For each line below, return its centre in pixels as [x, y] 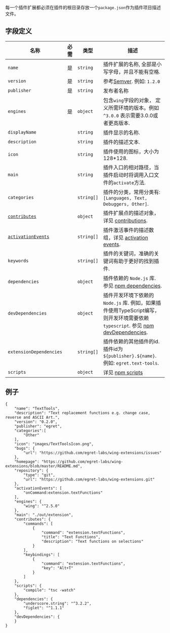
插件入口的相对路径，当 [131, 167]
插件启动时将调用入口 [129, 175]
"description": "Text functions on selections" [92, 541]
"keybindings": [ [41, 555]
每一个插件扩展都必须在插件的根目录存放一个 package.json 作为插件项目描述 [83, 7]
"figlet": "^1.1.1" [44, 608]
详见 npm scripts [123, 372]
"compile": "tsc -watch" [50, 590]
